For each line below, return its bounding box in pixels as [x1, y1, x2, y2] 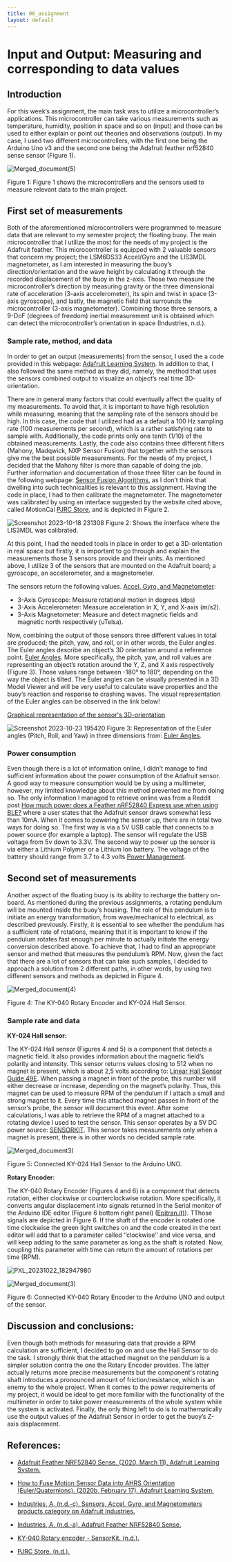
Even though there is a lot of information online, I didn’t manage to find [7, 764, 208, 772]
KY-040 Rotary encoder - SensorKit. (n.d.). [17, 1534, 140, 1542]
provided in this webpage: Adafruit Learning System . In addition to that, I [7, 359, 214, 367]
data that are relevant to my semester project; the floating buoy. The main [7, 231, 217, 239]
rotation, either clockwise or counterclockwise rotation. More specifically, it [7, 1194, 221, 1202]
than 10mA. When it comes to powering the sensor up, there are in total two [7, 816, 222, 824]
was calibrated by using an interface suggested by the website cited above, [7, 497, 222, 506]
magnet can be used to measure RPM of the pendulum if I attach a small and [7, 1089, 225, 1097]
